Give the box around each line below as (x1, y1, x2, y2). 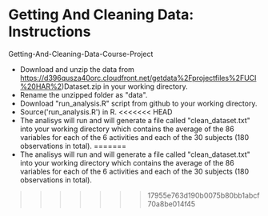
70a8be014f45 (147, 198, 196, 209)
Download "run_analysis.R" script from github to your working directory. (19, 98, 258, 108)
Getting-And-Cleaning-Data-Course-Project (8, 49, 154, 58)
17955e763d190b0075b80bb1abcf (147, 190, 260, 200)
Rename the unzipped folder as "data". (19, 90, 148, 99)
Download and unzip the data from (19, 64, 134, 74)
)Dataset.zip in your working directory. (61, 82, 188, 91)
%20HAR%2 (19, 82, 62, 91)
